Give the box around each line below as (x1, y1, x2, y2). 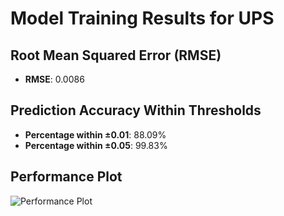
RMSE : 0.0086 (24, 73, 85, 85)
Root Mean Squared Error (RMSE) (10, 47, 222, 64)
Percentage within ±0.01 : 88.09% (24, 128, 167, 141)
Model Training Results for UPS (10, 7, 275, 30)
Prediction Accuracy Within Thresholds (10, 102, 262, 119)
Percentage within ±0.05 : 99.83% (24, 139, 168, 151)
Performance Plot (10, 168, 123, 186)
